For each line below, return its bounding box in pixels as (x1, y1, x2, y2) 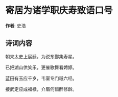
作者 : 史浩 (5, 22, 26, 29)
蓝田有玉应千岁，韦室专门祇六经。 (5, 75, 77, 81)
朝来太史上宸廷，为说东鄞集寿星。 (5, 53, 77, 59)
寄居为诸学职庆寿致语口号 (5, 5, 113, 16)
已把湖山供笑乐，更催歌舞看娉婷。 (5, 64, 77, 70)
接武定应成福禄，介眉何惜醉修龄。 (5, 86, 77, 92)
